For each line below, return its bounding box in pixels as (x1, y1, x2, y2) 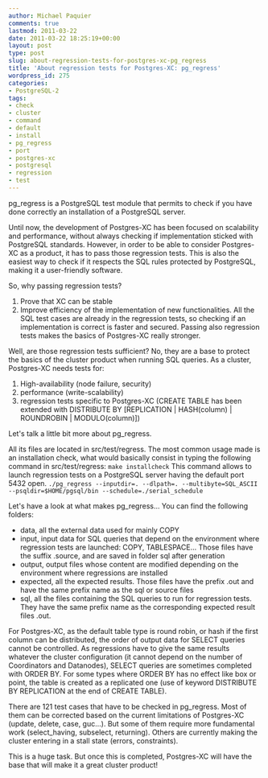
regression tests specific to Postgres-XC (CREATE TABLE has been (19, 396, 242, 405)
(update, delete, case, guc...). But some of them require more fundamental (8, 718, 255, 728)
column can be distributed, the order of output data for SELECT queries (8, 635, 245, 644)
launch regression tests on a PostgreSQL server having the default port (8, 470, 245, 480)
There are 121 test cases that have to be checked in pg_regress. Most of (8, 702, 247, 711)
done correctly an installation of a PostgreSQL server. (8, 207, 187, 216)
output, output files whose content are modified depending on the (19, 559, 239, 569)
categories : (8, 79, 48, 87)
